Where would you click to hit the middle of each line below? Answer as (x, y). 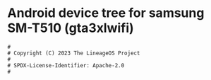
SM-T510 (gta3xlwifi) (71, 28)
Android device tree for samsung (106, 13)
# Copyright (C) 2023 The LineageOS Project (74, 53)
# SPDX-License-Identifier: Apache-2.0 (66, 65)
